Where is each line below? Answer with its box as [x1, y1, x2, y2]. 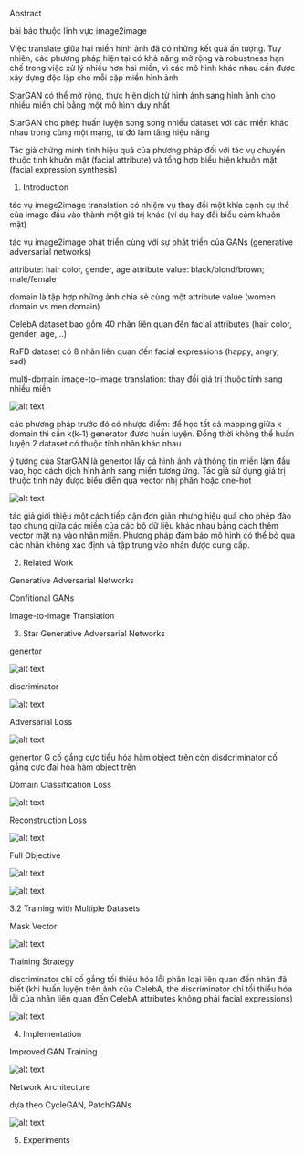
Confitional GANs [9, 593, 75, 603]
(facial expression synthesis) [9, 164, 118, 174]
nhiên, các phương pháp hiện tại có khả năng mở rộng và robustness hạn [9, 53, 285, 63]
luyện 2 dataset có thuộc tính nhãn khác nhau [9, 438, 182, 448]
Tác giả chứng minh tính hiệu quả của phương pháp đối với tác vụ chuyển [9, 145, 286, 155]
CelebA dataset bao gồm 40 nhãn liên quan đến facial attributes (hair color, [9, 319, 292, 330]
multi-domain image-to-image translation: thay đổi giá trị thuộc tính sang [9, 373, 283, 384]
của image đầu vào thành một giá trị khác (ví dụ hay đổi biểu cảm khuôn [9, 209, 281, 220]
